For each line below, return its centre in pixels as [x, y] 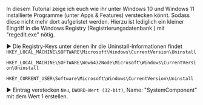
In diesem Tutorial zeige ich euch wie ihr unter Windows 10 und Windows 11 [100, 9]
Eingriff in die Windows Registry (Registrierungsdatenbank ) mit [85, 28]
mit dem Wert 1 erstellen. [37, 96]
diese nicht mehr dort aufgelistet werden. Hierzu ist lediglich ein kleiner [95, 22]
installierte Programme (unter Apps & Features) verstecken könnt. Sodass [98, 15]
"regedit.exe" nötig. [31, 35]
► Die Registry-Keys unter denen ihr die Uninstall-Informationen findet [95, 46]
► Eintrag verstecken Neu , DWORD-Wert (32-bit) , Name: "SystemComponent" [102, 90]
